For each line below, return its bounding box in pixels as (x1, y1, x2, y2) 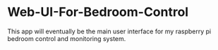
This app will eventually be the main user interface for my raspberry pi (7, 27, 212, 35)
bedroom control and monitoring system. (7, 34, 126, 42)
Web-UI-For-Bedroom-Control (7, 4, 189, 20)
